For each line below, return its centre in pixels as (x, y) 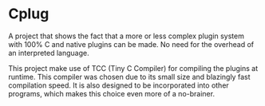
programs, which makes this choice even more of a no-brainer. (112, 93)
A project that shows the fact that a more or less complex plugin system (127, 36)
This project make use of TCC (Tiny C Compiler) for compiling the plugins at (133, 68)
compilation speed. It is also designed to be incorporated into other (119, 85)
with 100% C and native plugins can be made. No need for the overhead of (131, 44)
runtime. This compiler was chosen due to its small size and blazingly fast (129, 77)
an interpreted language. (49, 53)
